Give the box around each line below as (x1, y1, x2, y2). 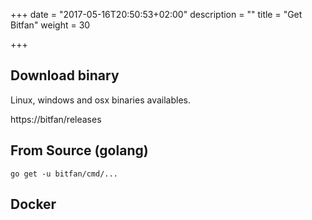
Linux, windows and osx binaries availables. (10, 94, 191, 106)
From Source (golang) (10, 142, 149, 159)
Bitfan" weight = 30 (10, 19, 91, 31)
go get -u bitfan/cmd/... (10, 169, 118, 179)
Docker (10, 196, 57, 213)
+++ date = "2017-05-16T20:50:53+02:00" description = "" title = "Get (10, 9, 303, 20)
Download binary (10, 67, 120, 84)
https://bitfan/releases (10, 113, 102, 125)
